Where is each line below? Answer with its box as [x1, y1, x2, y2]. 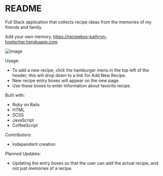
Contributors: [5, 132, 32, 137]
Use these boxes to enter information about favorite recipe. [12, 82, 131, 88]
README [5, 3, 42, 14]
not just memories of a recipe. [12, 165, 73, 171]
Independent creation [12, 141, 56, 147]
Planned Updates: [5, 151, 41, 156]
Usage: [5, 58, 20, 63]
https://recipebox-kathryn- [53, 34, 107, 39]
